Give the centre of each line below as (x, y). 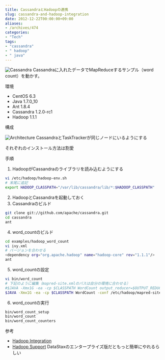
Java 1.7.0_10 (25, 102)
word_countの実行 (30, 303)
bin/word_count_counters (30, 321)
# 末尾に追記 (16, 183)
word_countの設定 (30, 270)
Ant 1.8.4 (21, 107)
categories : (17, 32)
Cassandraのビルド (32, 204)
